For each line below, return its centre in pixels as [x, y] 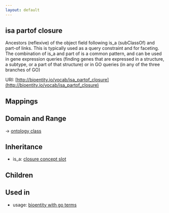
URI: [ [11, 80]
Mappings [22, 101]
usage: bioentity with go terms [45, 205]
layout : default [22, 10]
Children [19, 175]
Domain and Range [36, 118]
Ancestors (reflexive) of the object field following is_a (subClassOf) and [80, 43]
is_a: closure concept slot [39, 159]
